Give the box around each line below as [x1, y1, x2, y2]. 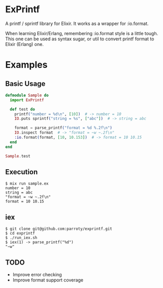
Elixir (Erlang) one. [5, 41, 44, 47]
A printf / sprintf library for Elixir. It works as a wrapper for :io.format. [5, 20, 149, 27]
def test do [10, 107, 36, 112]
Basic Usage [5, 79, 46, 88]
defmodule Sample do [5, 93, 49, 98]
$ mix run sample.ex [5, 181, 49, 187]
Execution [5, 167, 38, 176]
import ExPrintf [10, 97, 44, 102]
